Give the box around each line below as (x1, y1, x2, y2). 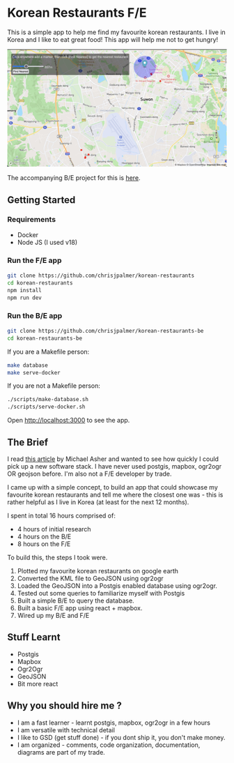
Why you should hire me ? (7, 700, 122, 712)
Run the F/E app (7, 255, 62, 265)
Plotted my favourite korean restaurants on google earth (17, 567, 179, 575)
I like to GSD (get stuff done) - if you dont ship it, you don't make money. (17, 733, 226, 741)
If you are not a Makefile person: (7, 381, 101, 390)
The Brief (7, 436, 49, 448)
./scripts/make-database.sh (7, 396, 89, 403)
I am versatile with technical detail (17, 725, 115, 734)
